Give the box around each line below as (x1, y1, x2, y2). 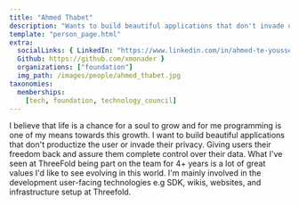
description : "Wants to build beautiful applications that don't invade (9, 21, 285, 30)
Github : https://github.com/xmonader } (17, 54, 166, 63)
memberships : (17, 87, 66, 96)
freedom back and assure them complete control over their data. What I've (9, 149, 283, 160)
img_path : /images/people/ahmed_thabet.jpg (17, 71, 181, 80)
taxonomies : (9, 79, 53, 88)
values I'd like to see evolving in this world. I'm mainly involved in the (9, 168, 262, 178)
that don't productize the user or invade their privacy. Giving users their (9, 139, 271, 150)
